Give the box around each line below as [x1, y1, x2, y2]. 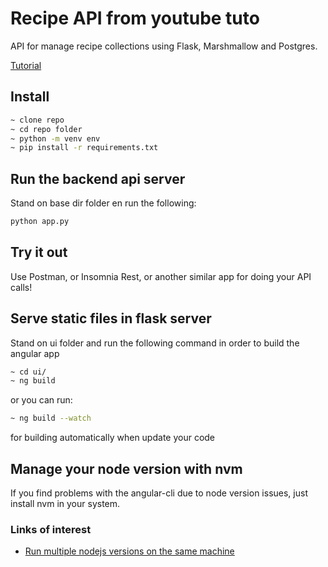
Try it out [10, 244, 68, 261]
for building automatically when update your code [10, 432, 216, 444]
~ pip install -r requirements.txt [10, 143, 159, 153]
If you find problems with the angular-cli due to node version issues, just [10, 487, 308, 499]
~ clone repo [10, 115, 65, 125]
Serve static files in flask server [10, 310, 212, 327]
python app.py [10, 217, 70, 227]
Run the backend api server [10, 170, 186, 187]
